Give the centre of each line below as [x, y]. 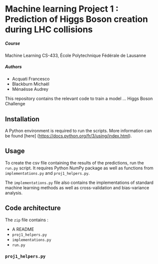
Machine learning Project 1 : [62, 9]
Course [13, 43]
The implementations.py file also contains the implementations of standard [79, 182]
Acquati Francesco [31, 79]
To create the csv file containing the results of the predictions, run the [74, 163]
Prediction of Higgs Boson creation [77, 19]
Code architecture [33, 208]
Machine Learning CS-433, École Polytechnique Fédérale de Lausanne [76, 56]
